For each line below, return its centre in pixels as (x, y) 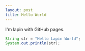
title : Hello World (26, 15)
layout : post (19, 10)
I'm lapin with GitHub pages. (35, 29)
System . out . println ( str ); (33, 43)
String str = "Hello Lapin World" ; (43, 39)
